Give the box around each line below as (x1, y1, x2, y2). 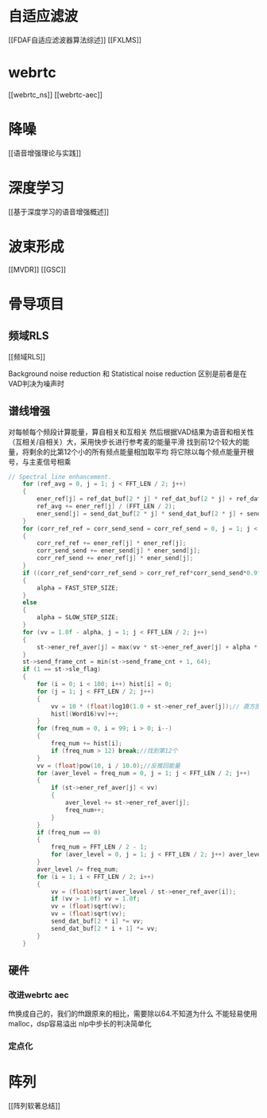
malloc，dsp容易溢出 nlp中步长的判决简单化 (8, 1019, 153, 1029)
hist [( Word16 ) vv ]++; (50, 710, 119, 718)
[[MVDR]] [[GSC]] (8, 265, 66, 274)
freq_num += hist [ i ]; (50, 739, 123, 747)
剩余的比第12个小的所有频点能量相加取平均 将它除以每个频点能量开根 (29, 447, 254, 457)
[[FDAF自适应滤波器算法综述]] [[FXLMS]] (8, 35, 141, 45)
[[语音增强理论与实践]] (8, 148, 82, 158)
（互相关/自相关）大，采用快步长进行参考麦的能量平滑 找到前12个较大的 (8, 437, 243, 446)
